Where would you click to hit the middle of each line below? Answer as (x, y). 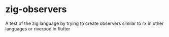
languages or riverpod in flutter (38, 28)
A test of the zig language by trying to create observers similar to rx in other (84, 23)
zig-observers (36, 9)
